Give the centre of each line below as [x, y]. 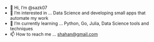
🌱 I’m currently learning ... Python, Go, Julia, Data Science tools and [79, 23]
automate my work [29, 18]
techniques [21, 29]
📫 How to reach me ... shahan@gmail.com [54, 34]
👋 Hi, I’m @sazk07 [28, 8]
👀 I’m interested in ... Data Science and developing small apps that [78, 13]
